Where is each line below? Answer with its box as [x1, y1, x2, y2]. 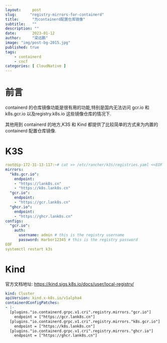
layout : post [5, 7, 42, 13]
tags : [5, 49, 17, 54]
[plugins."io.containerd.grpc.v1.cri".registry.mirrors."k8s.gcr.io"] [10, 319, 160, 324]
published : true [5, 45, 39, 50]
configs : [5, 219, 24, 224]
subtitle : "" [5, 21, 37, 27]
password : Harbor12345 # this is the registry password [18, 237, 138, 242]
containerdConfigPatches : [5, 300, 59, 305]
